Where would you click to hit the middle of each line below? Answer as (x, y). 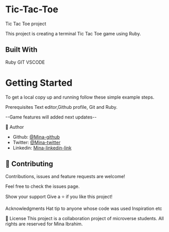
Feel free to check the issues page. (42, 186)
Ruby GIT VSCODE (25, 62)
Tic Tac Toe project (26, 24)
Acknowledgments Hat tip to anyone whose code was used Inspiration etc (84, 208)
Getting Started (39, 83)
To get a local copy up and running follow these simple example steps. (80, 97)
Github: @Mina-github (36, 137)
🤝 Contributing (29, 164)
